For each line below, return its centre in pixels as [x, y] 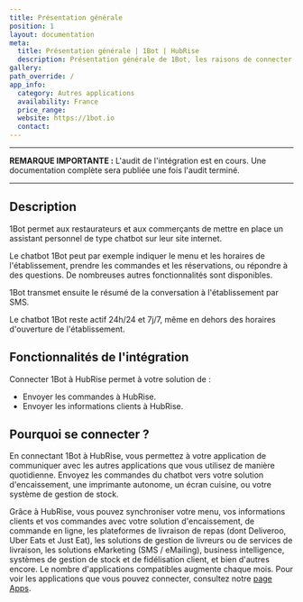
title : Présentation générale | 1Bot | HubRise [109, 51]
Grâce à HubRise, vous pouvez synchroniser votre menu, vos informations [147, 512]
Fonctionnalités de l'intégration [99, 357]
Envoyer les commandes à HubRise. [89, 397]
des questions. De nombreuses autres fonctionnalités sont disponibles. [141, 275]
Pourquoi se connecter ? [80, 435]
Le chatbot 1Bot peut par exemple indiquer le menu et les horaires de [138, 255]
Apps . [20, 588]
